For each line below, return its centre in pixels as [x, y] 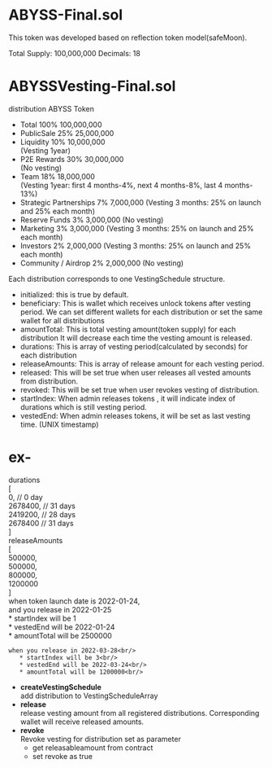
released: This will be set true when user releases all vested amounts [136, 372]
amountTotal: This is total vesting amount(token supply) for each [128, 329]
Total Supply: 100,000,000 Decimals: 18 [74, 53]
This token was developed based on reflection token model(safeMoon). [128, 37]
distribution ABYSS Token [52, 108]
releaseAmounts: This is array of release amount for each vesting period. [142, 363]
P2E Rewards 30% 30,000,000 [72, 159]
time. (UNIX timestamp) [59, 424]
